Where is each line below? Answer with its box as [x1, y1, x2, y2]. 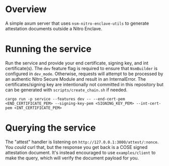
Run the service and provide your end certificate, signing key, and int [5, 60, 149, 66]
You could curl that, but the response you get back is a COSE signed [5, 144, 148, 150]
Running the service [5, 43, 92, 55]
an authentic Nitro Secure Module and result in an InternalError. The [5, 76, 146, 82]
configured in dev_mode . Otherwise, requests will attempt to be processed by [5, 71, 163, 77]
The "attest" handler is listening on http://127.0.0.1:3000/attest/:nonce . [5, 139, 159, 145]
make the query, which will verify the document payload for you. [5, 155, 139, 161]
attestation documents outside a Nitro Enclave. [5, 25, 102, 31]
